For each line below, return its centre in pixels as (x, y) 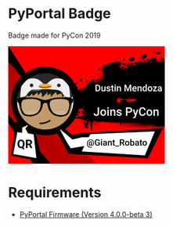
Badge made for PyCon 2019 (54, 35)
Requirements (55, 193)
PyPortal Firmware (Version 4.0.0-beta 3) (86, 214)
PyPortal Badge (59, 14)
